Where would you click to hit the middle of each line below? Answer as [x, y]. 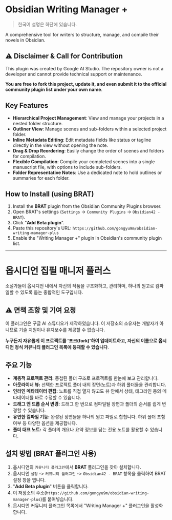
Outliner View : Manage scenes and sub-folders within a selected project [90, 129]
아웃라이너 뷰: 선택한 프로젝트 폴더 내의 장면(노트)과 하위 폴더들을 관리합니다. [89, 384]
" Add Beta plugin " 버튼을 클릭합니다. [50, 486]
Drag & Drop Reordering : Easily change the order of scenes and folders [88, 150]
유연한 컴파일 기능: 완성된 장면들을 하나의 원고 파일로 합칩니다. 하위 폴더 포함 [89, 416]
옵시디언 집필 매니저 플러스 [58, 271]
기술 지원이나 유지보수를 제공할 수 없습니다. [62, 330]
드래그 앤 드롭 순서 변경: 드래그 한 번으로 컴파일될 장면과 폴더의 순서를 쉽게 [87, 403]
